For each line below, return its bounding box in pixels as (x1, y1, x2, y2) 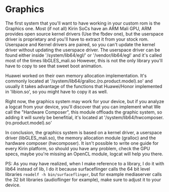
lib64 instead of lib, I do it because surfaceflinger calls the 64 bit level (5, 166, 150, 172)
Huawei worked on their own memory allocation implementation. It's (5, 72, 147, 78)
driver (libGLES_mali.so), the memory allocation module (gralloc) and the (5, 135, 156, 141)
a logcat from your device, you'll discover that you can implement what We (5, 104, 161, 110)
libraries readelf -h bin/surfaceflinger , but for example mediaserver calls (5, 171, 162, 177)
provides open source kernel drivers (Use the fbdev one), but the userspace (5, 31, 164, 37)
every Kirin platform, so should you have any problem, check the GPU (5, 145, 150, 151)
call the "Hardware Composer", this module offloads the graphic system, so (5, 109, 162, 115)
